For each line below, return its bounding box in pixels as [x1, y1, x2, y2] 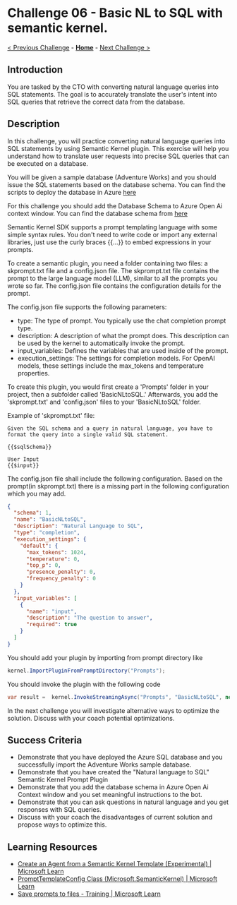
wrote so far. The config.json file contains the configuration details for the [7, 281, 221, 290]
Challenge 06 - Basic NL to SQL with [7, 5, 224, 21]
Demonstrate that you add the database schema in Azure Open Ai [17, 783, 209, 791]
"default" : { [20, 542, 59, 549]
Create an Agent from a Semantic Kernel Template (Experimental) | [17, 860, 212, 868]
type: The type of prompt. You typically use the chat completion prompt [17, 316, 226, 325]
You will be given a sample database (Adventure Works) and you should [7, 173, 217, 181]
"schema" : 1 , [13, 510, 52, 517]
